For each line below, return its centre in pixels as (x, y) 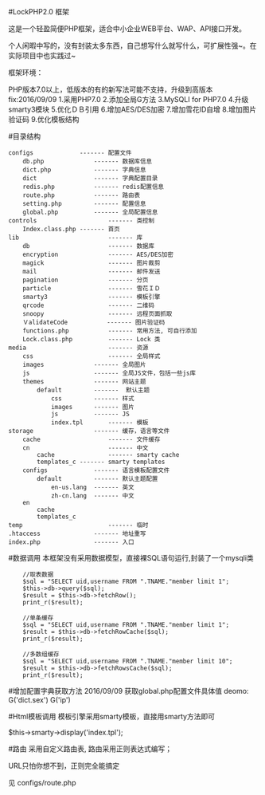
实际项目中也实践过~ (42, 55)
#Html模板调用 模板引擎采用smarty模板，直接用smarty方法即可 (112, 716)
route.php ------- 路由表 (82, 195)
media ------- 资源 (78, 348)
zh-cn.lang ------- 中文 (92, 496)
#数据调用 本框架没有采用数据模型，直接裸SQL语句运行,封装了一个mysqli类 (131, 558)
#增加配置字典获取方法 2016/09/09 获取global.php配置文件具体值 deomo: (129, 691)
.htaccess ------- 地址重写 (77, 533)
